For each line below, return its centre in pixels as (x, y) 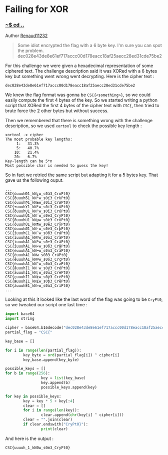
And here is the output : (29, 438)
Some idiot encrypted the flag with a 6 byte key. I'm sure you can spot (89, 46)
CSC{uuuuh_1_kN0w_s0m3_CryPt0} (38, 447)
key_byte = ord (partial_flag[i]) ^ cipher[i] (71, 355)
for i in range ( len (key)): (51, 410)
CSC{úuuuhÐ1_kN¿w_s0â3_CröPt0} (38, 194)
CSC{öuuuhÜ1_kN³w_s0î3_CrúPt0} (38, 211)
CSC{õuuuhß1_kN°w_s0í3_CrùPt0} (38, 198)
